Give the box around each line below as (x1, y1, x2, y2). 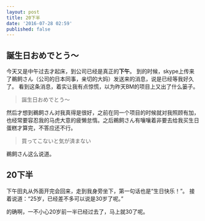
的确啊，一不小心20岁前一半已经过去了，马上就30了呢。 (6, 208, 149, 215)
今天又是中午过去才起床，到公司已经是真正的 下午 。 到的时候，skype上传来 (6, 68, 195, 75)
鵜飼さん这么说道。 (6, 151, 55, 158)
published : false (6, 26, 51, 32)
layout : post (6, 9, 40, 15)
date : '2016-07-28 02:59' (6, 20, 72, 26)
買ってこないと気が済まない (21, 137, 92, 144)
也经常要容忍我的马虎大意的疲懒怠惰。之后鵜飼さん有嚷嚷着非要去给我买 (6, 117, 188, 124)
